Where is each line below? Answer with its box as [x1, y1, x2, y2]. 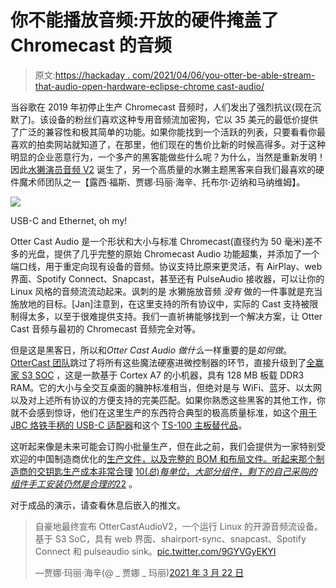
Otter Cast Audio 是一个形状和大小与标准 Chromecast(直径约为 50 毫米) [10, 235, 305, 247]
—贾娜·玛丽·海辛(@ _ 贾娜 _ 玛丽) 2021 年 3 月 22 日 [34, 566, 245, 578]
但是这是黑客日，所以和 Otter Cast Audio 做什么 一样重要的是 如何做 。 [10, 344, 293, 356]
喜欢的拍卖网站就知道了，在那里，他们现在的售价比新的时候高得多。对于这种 [10, 138, 326, 150]
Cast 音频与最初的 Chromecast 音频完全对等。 [10, 322, 202, 335]
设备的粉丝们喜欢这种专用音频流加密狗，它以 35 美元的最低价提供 [48, 113, 318, 125]
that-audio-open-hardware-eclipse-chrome [34, 80, 215, 92]
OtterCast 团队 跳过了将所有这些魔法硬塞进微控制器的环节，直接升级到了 [10, 356, 307, 368]
